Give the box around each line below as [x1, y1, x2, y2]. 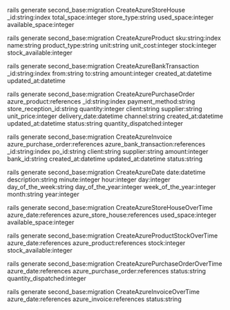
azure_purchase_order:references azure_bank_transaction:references [7, 140, 206, 148]
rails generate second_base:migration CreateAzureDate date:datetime [7, 168, 206, 176]
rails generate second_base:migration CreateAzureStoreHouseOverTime [7, 204, 213, 211]
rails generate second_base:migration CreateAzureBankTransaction [7, 62, 199, 70]
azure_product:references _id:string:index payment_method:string [7, 97, 195, 106]
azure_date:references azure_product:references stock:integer [7, 239, 186, 247]
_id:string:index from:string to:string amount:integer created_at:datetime [7, 69, 212, 77]
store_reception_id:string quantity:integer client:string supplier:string [7, 105, 202, 113]
